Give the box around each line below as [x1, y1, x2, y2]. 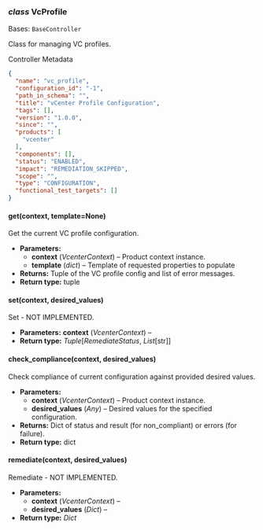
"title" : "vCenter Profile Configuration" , [15, 99, 160, 107]
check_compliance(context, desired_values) [8, 355, 157, 364]
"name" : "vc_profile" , [15, 77, 90, 85]
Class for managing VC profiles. [8, 39, 112, 49]
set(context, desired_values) [8, 295, 104, 304]
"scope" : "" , [15, 172, 58, 180]
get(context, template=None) [8, 211, 106, 220]
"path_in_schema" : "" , [15, 91, 90, 100]
